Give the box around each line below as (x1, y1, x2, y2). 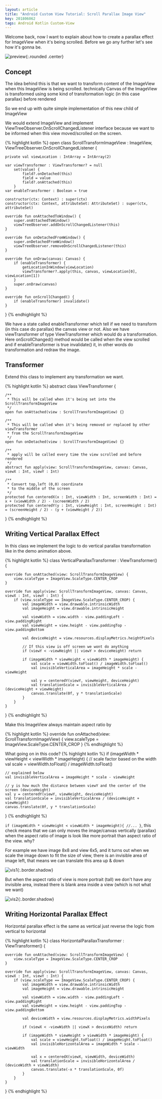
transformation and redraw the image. (5, 347, 81, 353)
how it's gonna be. (5, 44, 42, 50)
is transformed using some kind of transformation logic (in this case (5, 91, 140, 97)
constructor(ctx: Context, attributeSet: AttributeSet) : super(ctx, (5, 201, 148, 206)
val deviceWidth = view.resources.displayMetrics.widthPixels (22, 1016, 150, 1021)
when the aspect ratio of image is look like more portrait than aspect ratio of (5, 832, 156, 838)
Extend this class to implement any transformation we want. (5, 373, 124, 379)
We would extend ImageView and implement (5, 120, 94, 126)
